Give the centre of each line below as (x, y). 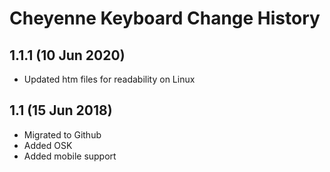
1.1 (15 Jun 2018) (61, 110)
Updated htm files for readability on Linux (109, 79)
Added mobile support (70, 156)
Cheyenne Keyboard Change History (165, 18)
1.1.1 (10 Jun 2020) (67, 55)
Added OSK (48, 145)
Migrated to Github (62, 134)
